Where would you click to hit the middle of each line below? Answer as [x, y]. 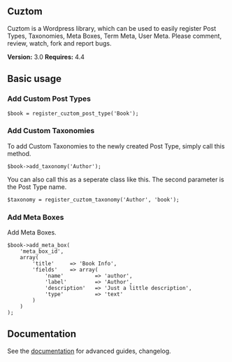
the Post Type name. [37, 187]
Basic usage [34, 79]
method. [19, 153]
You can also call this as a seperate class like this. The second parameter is [116, 179]
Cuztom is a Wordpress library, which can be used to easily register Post [112, 28]
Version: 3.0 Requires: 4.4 [46, 57]
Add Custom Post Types [49, 99]
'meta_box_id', [42, 251]
